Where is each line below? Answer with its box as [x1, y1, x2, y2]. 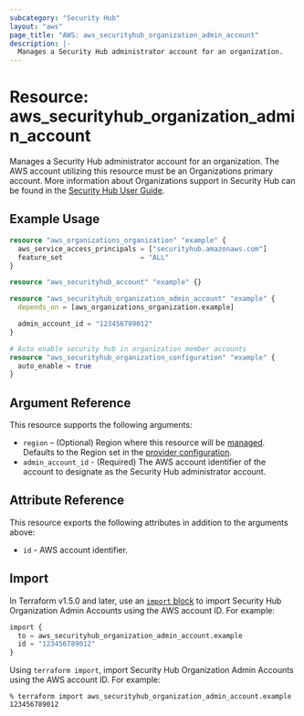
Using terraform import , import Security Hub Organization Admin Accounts [9, 665, 294, 676]
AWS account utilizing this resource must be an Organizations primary [9, 166, 274, 176]
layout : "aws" [9, 22, 64, 31]
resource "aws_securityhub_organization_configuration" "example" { [9, 353, 276, 362]
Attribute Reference [9, 493, 125, 508]
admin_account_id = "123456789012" [17, 319, 153, 328]
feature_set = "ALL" [17, 252, 170, 262]
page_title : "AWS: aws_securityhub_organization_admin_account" [9, 30, 259, 39]
